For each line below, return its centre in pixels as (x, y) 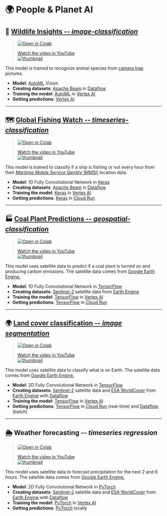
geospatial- (112, 219)
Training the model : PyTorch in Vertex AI (54, 503)
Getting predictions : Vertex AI (43, 99)
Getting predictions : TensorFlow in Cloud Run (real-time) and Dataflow (85, 406)
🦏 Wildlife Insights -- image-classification (72, 31)
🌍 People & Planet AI (49, 10)
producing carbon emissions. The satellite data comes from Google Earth (80, 271)
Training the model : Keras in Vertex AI (51, 192)
